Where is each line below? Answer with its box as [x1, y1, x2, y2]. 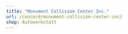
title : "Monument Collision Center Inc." [6, 8, 110, 14]
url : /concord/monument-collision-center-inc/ [6, 14, 123, 20]
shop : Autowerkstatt [6, 19, 57, 25]
